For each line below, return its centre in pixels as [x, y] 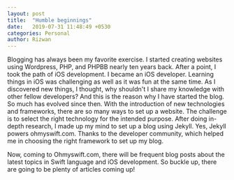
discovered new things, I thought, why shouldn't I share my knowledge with [116, 89]
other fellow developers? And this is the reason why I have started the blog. [116, 97]
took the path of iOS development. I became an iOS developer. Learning [111, 75]
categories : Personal [39, 33]
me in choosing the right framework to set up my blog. [86, 141]
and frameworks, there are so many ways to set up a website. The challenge [117, 112]
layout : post [26, 14]
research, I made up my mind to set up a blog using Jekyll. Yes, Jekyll [126, 126]
